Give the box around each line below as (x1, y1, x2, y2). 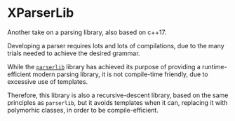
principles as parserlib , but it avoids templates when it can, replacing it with (7, 98, 228, 106)
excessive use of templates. (7, 77, 88, 85)
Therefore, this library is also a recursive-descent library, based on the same (7, 91, 229, 99)
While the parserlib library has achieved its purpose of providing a (7, 62, 201, 71)
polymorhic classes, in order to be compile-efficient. (7, 106, 159, 114)
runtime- (202, 62, 227, 71)
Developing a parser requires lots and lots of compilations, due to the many (7, 41, 224, 50)
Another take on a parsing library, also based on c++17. (7, 28, 167, 36)
